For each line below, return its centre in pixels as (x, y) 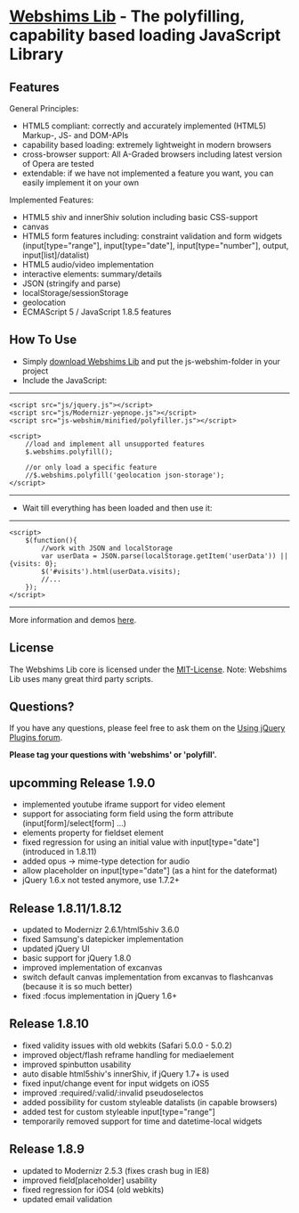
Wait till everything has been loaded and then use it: (117, 508)
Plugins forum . (36, 738)
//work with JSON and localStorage (107, 548)
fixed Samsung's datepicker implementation (103, 939)
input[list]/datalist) (56, 255)
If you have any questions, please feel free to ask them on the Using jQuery (147, 728)
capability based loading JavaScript (145, 35)
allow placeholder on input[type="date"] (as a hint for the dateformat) (149, 871)
